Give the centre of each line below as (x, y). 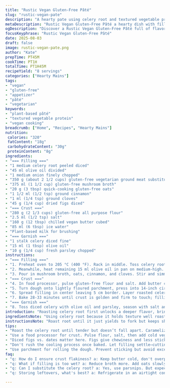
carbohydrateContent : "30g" (37, 147)
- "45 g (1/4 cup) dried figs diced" (45, 203)
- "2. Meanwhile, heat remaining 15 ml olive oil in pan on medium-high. (85, 269)
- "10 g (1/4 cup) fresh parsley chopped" (51, 251)
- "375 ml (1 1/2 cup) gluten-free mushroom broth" (61, 185)
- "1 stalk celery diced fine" (38, 241)
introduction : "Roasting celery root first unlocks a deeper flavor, (80, 312)
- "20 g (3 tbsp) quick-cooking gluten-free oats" (60, 189)
